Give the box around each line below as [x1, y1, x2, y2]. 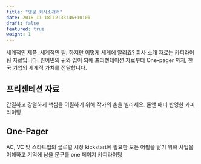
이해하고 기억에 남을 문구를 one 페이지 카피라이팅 [6, 151, 123, 158]
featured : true [6, 26, 45, 32]
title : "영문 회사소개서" [6, 9, 63, 15]
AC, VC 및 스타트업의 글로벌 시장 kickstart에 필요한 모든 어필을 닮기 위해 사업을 [6, 143, 194, 151]
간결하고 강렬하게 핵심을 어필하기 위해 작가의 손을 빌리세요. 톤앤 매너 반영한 [6, 101, 184, 108]
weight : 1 [6, 32, 31, 38]
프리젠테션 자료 [6, 83, 60, 94]
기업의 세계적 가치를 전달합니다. [12, 64, 87, 72]
